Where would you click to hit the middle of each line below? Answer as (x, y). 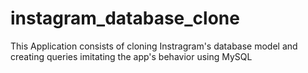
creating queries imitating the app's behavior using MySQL (131, 56)
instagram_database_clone (125, 18)
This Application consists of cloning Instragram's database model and (154, 46)
